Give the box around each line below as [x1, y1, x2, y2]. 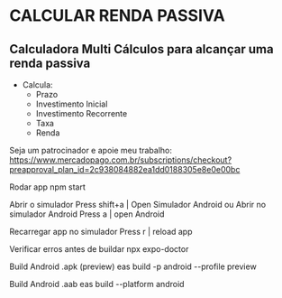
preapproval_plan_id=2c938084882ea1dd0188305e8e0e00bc [9, 164, 241, 174]
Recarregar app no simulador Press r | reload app [9, 227, 193, 237]
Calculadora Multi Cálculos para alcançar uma [9, 42, 274, 57]
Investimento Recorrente [35, 108, 128, 118]
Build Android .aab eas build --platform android [9, 279, 185, 289]
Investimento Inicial [35, 98, 108, 109]
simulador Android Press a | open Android [9, 209, 165, 219]
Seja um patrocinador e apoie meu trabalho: [9, 145, 173, 155]
